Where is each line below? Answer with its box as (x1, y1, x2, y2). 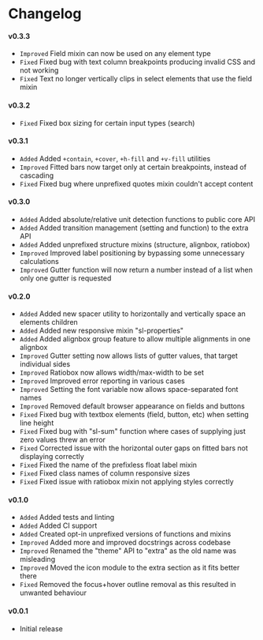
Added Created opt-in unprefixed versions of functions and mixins (19, 529, 232, 539)
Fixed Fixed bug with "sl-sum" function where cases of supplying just (19, 427, 246, 436)
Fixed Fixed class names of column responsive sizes (19, 469, 191, 478)
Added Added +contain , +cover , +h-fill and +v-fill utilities (19, 153, 211, 163)
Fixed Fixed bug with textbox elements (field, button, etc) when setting (19, 410, 250, 420)
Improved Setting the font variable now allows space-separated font (19, 385, 239, 394)
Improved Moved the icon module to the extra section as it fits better (19, 563, 240, 573)
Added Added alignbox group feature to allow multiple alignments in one (19, 334, 250, 344)
